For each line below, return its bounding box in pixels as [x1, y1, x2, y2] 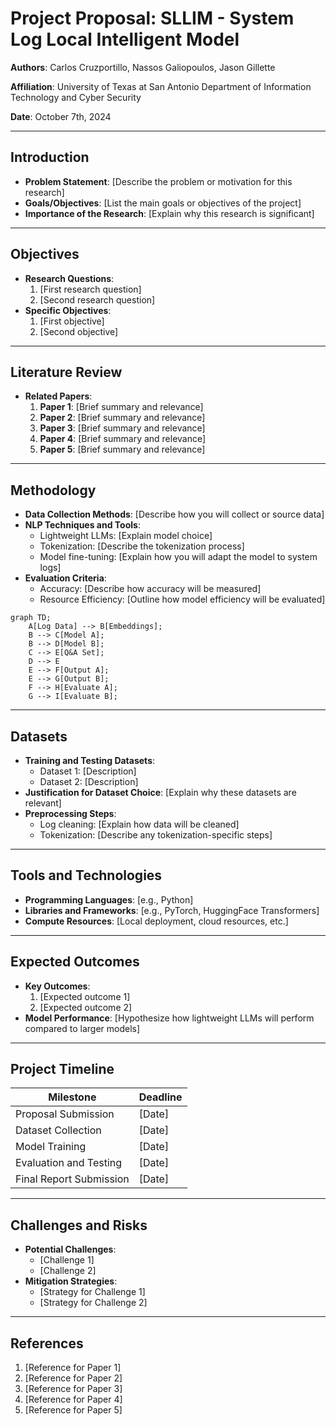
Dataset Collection [15, 1123, 102, 1137]
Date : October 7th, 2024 [10, 110, 112, 122]
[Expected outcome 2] [39, 1001, 133, 1013]
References [10, 1335, 84, 1352]
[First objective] [39, 315, 105, 327]
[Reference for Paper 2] [24, 1372, 123, 1384]
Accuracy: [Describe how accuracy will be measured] [39, 583, 262, 595]
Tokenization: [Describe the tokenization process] [39, 540, 245, 552]
